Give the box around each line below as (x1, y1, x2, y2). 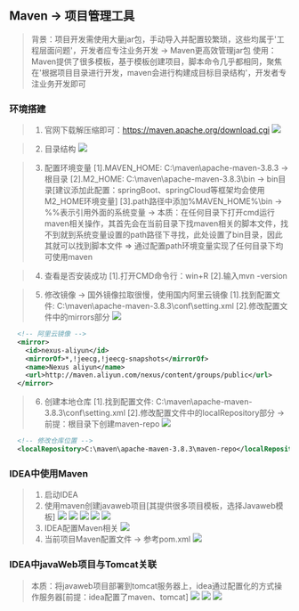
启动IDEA (44, 489, 78, 501)
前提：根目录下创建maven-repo (44, 419, 160, 429)
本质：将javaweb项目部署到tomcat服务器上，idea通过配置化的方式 (30, 580, 275, 591)
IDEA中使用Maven (9, 467, 89, 479)
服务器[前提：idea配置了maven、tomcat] (38, 591, 189, 602)
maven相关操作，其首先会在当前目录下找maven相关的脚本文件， (44, 218, 281, 229)
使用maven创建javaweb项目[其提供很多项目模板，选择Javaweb (44, 501, 276, 511)
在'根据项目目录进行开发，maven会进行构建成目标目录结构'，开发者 (30, 67, 279, 77)
